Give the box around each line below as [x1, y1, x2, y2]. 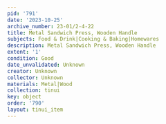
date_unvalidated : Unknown [7, 61, 85, 68]
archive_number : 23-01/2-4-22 [7, 23, 95, 30]
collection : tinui [7, 87, 60, 94]
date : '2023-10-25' [7, 17, 64, 23]
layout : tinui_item [7, 106, 64, 113]
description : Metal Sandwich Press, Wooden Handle [7, 42, 156, 49]
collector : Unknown [7, 74, 64, 81]
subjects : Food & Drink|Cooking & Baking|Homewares [7, 36, 159, 43]
